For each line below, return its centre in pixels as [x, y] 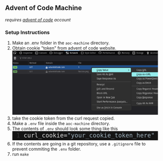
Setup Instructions [27, 32]
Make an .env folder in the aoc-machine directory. [61, 43]
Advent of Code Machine [43, 8]
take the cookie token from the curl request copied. [63, 118]
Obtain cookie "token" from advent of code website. [64, 48]
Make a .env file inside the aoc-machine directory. [61, 124]
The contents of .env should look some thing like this [65, 129]
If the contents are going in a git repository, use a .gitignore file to [79, 144]
